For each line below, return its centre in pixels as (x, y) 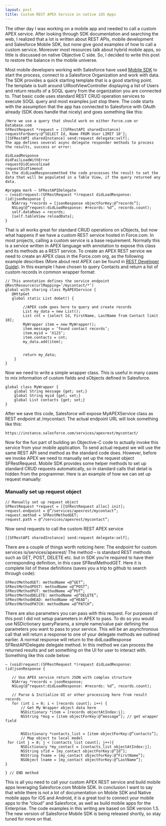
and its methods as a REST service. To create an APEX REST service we (79, 251)
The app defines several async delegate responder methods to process (80, 142)
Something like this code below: (38, 655)
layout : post (19, 10)
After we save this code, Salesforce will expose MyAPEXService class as (79, 413)
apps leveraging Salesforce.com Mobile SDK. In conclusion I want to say (79, 787)
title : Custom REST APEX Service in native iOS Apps (61, 14)
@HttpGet (21, 294)
